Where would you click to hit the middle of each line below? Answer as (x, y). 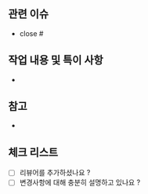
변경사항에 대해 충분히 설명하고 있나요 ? (80, 182)
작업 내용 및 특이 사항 (56, 60)
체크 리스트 (33, 152)
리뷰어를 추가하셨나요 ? (55, 173)
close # (31, 33)
